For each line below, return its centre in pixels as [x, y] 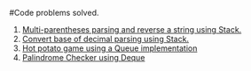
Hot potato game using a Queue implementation [110, 48]
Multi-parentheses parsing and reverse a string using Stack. [132, 29]
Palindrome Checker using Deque [83, 57]
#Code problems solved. [54, 13]
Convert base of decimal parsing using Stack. [105, 39]
